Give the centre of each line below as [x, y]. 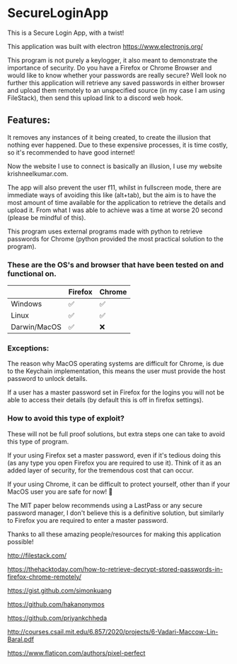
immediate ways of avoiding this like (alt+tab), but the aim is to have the [112, 195]
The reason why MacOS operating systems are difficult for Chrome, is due [116, 364]
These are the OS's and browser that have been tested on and [116, 265]
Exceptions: [28, 348]
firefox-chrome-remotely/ [45, 577]
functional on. [32, 273]
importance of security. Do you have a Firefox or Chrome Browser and [110, 67]
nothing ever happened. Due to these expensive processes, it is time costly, [118, 145]
